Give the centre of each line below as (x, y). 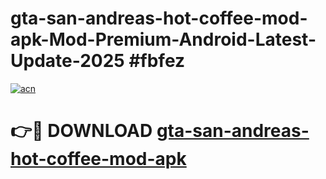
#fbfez (157, 61)
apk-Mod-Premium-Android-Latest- (163, 39)
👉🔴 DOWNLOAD (81, 131)
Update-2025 (67, 61)
